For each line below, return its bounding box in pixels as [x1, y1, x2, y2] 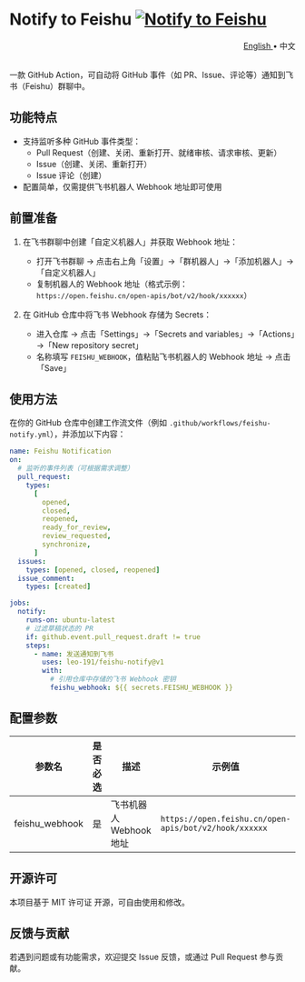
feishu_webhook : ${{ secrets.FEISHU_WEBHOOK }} [49, 683, 233, 692]
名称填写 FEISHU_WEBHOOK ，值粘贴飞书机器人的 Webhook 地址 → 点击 [35, 351, 291, 362]
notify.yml [9, 430, 51, 440]
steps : [25, 641, 51, 650]
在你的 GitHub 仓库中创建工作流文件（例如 [9, 417, 168, 428]
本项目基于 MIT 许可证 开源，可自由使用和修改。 [9, 897, 191, 907]
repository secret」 [71, 339, 143, 350]
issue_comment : [17, 574, 75, 583]
